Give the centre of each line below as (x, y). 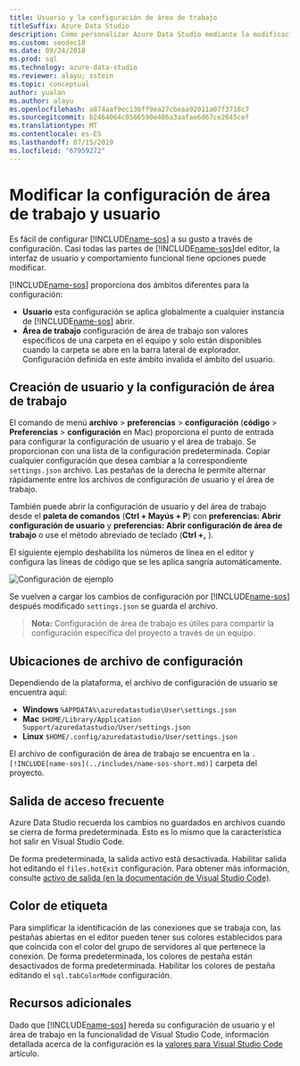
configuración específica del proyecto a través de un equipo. (143, 633)
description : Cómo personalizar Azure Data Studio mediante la (129, 34)
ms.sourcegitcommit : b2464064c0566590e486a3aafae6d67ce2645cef (129, 117)
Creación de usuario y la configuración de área (142, 387)
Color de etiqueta (58, 906)
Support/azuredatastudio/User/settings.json (106, 728)
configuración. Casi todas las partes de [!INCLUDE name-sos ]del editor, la (145, 248)
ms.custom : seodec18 (48, 43)
